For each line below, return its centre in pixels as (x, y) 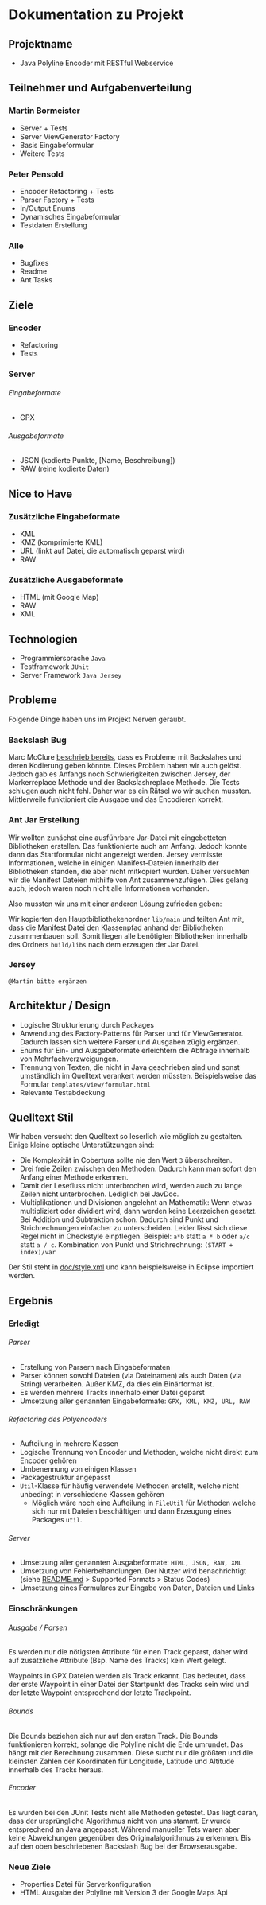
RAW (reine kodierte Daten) (64, 469)
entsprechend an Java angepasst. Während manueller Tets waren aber (124, 1829)
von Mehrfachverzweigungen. (69, 1059)
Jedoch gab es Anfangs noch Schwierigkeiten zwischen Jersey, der (120, 774)
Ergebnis (31, 1301)
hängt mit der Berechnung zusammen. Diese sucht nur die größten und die (131, 1752)
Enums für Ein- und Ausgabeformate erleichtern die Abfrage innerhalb (135, 1050)
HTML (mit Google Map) (59, 597)
